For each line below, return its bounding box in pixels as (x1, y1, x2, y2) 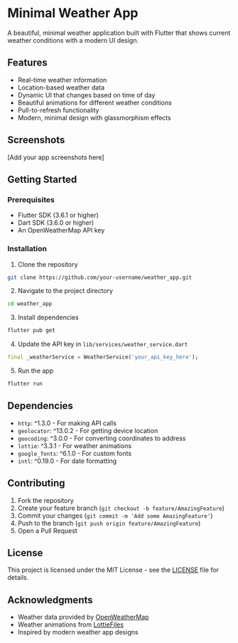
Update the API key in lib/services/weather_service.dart (17, 340, 188, 349)
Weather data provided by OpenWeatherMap (17, 613, 149, 622)
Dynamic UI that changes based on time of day (17, 90, 156, 99)
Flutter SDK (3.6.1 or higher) (17, 211, 99, 220)
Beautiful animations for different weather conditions (17, 98, 172, 107)
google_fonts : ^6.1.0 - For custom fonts (17, 449, 132, 457)
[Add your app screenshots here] (7, 153, 104, 161)
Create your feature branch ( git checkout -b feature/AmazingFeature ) (17, 504, 225, 512)
